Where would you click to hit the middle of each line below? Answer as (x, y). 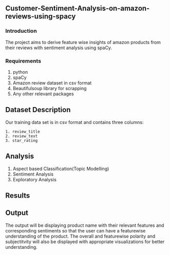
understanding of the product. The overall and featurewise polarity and (80, 236)
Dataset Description (38, 110)
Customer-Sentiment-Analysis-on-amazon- (78, 8)
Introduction (21, 31)
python (20, 72)
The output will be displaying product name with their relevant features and (85, 225)
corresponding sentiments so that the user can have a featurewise (75, 230)
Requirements (23, 61)
